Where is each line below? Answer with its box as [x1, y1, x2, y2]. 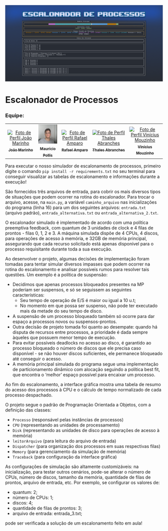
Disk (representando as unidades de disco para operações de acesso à [12, 427, 160, 433]
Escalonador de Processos [5, 94, 118, 105]
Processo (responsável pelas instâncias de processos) [12, 417, 124, 423]
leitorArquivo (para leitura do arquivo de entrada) [12, 438, 116, 444]
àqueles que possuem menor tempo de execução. [12, 334, 116, 340]
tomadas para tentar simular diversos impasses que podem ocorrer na [5, 261, 150, 267]
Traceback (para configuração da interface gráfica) [12, 454, 117, 460]
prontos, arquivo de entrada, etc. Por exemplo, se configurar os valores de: [5, 479, 160, 485]
